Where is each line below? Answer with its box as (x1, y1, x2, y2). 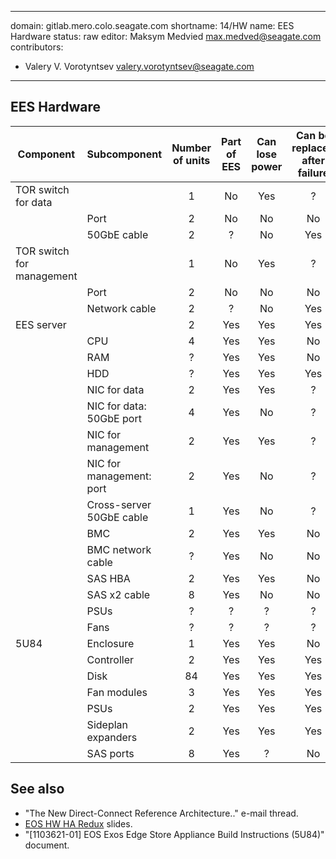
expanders (86, 730, 138, 744)
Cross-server (86, 497, 152, 511)
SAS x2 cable (86, 587, 151, 601)
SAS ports (86, 746, 135, 760)
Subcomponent (86, 147, 163, 161)
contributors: (10, 41, 64, 53)
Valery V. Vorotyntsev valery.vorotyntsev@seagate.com (24, 61, 255, 72)
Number (171, 141, 212, 155)
